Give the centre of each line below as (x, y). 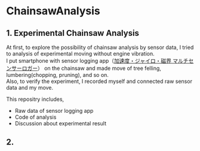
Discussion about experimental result (60, 123)
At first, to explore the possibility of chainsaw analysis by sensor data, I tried (100, 47)
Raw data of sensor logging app (54, 111)
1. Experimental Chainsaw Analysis (73, 33)
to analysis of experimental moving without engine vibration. (81, 54)
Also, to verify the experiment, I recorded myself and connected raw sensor (99, 81)
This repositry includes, (35, 99)
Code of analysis (36, 117)
